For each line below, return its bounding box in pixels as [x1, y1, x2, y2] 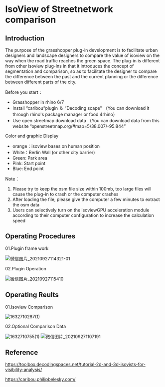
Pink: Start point [12, 161, 46, 166]
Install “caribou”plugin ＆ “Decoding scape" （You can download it [12, 105, 150, 111]
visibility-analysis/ [5, 367, 42, 373]
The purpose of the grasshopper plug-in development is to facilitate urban [5, 47, 158, 53]
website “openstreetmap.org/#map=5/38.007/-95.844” [12, 123, 126, 129]
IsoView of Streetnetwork [5, 3, 113, 15]
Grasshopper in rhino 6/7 [12, 99, 64, 105]
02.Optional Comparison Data [5, 323, 66, 329]
